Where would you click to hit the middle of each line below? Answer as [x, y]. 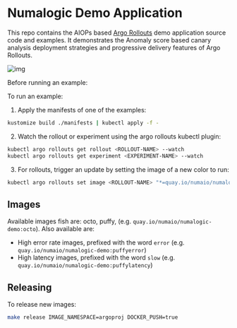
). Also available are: [65, 229]
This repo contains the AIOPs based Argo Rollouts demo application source [117, 33]
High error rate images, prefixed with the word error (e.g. [101, 242]
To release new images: [42, 305]
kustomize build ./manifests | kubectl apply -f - [83, 123]
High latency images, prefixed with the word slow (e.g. [96, 258]
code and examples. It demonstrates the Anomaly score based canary [109, 40]
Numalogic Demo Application [95, 13]
